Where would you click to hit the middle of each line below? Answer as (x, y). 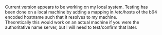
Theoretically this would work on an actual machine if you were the (72, 22)
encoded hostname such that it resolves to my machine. (61, 17)
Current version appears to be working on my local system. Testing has (77, 7)
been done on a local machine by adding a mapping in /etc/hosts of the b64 (81, 12)
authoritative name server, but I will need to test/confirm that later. (71, 27)
